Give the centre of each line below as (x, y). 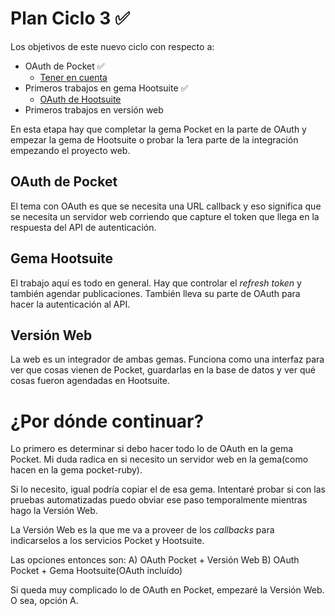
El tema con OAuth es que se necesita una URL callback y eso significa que (166, 206)
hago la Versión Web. (54, 511)
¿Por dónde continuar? (107, 421)
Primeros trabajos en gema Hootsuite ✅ (106, 88)
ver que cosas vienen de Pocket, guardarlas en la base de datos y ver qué (163, 370)
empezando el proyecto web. (70, 150)
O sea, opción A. (44, 601)
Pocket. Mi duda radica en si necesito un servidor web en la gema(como (159, 459)
